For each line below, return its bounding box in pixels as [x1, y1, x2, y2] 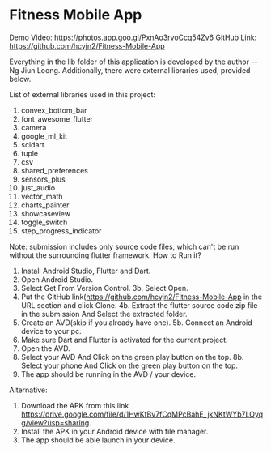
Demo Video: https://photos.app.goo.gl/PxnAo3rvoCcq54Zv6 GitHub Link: [9, 32, 257, 42]
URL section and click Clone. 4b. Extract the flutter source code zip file [20, 300, 258, 310]
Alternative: [9, 385, 48, 395]
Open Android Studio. [20, 274, 94, 284]
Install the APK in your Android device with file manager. [20, 426, 209, 436]
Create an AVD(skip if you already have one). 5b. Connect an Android [20, 318, 253, 327]
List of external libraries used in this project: [9, 89, 156, 99]
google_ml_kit [20, 131, 68, 141]
